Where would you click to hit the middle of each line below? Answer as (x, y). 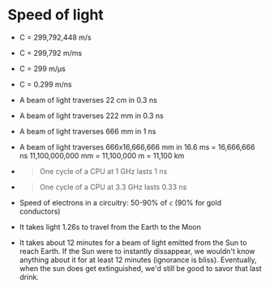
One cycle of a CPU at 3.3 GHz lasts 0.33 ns (113, 187)
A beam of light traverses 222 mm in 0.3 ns (91, 116)
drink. (29, 277)
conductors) (40, 211)
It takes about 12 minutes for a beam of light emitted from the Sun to (133, 242)
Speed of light (56, 15)
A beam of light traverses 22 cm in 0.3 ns (88, 100)
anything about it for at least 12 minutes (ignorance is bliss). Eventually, (138, 260)
